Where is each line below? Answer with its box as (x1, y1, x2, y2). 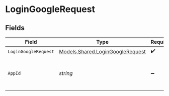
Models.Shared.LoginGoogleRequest (59, 48, 146, 55)
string (59, 70, 73, 76)
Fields (5, 24, 25, 32)
